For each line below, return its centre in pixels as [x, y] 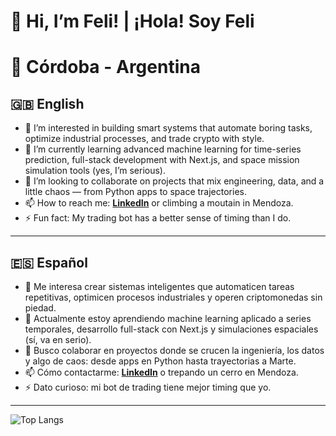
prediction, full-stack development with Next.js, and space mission [162, 160]
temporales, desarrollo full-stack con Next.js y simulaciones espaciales [171, 329]
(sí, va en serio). [58, 339]
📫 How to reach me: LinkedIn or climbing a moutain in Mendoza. [159, 203]
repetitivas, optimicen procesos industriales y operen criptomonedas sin [173, 297]
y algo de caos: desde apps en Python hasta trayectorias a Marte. [160, 361]
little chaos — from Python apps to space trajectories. [135, 192]
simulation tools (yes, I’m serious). [95, 171]
